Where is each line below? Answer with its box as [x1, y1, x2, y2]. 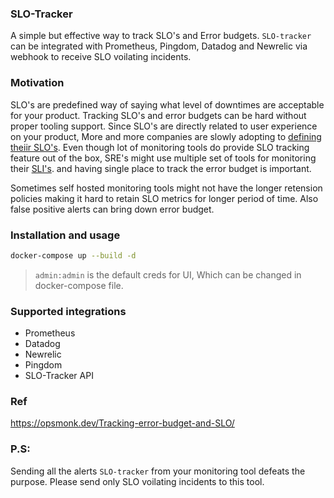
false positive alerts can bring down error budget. [10, 203, 215, 215]
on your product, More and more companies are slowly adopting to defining [10, 130, 322, 142]
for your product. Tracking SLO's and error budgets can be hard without [10, 109, 307, 121]
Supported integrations [10, 304, 127, 318]
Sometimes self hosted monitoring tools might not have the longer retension [10, 182, 323, 194]
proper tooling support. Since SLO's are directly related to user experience [10, 120, 318, 132]
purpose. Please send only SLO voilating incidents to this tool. [10, 475, 265, 487]
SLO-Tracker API [24, 370, 94, 382]
